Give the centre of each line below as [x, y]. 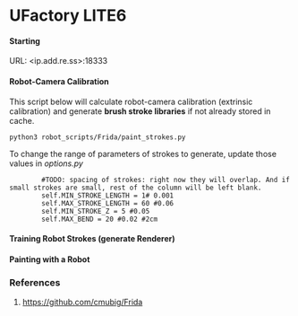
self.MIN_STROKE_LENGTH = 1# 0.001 [108, 195]
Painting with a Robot [50, 259]
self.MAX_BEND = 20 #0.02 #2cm [100, 219]
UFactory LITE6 [68, 16]
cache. [22, 120]
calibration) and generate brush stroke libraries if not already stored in [140, 111]
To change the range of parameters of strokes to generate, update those [143, 154]
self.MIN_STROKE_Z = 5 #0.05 [96, 211]
